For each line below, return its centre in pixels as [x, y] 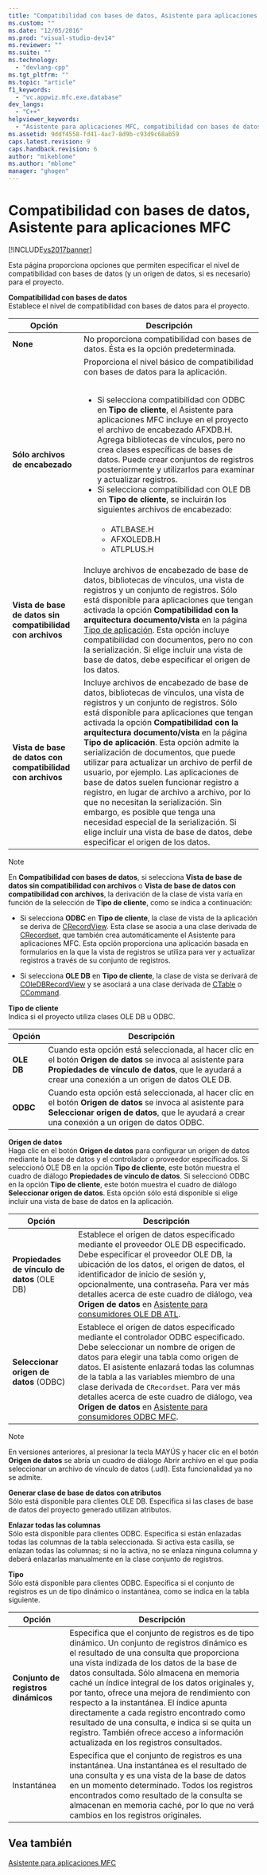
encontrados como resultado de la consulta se [156, 1795]
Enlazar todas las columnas [54, 1525]
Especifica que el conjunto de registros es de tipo [162, 1633]
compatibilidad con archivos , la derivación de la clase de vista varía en [126, 894]
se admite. [25, 1477]
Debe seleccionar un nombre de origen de [157, 1347]
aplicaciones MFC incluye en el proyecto [172, 419]
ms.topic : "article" [43, 82]
